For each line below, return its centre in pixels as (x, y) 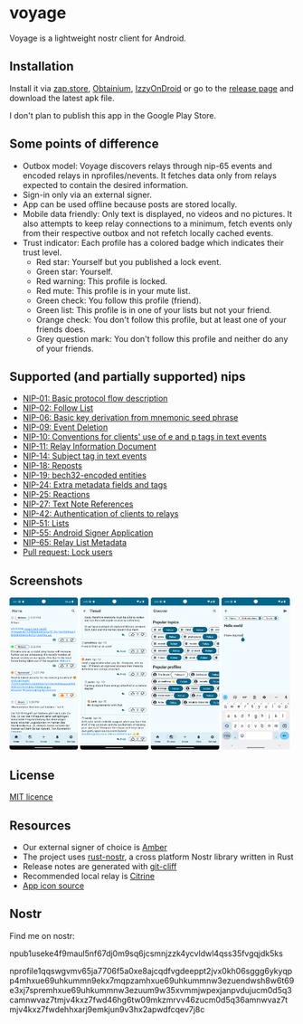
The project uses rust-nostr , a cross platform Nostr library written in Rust (158, 857)
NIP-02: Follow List (57, 408)
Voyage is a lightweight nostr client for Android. (98, 38)
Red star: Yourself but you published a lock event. (128, 261)
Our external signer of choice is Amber (95, 848)
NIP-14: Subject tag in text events (85, 456)
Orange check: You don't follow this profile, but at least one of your (161, 319)
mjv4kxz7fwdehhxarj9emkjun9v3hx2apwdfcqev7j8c (107, 1009)
